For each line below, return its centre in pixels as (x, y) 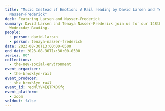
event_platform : (22, 92)
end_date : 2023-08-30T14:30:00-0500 (42, 51)
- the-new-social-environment (40, 64)
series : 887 (17, 55)
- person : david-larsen (34, 37)
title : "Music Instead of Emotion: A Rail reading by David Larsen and (80, 10)
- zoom (16, 96)
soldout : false (21, 101)
